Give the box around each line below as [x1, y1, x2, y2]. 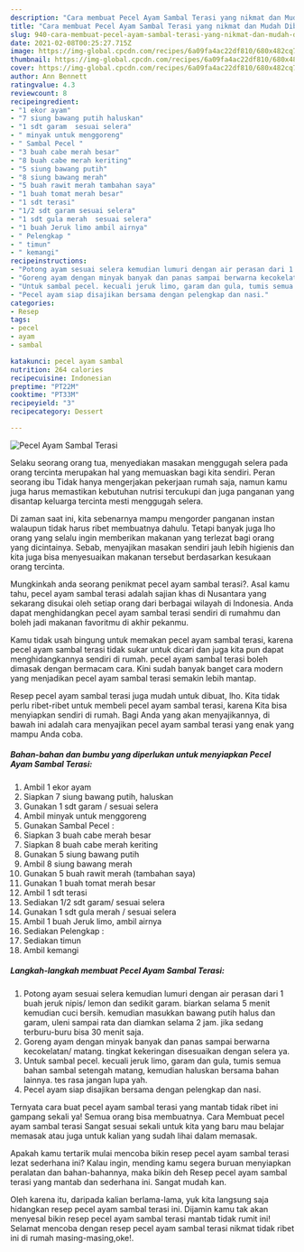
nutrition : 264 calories [10, 365, 104, 375]
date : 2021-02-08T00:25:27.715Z [10, 38, 132, 48]
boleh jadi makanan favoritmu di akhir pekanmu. [10, 617, 189, 627]
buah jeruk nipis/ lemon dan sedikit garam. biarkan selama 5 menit [23, 997, 271, 1008]
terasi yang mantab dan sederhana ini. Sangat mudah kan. [10, 1176, 227, 1187]
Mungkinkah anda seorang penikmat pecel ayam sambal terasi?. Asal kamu [10, 579, 290, 589]
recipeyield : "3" [10, 399, 76, 408]
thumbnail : [10, 55, 51, 64]
